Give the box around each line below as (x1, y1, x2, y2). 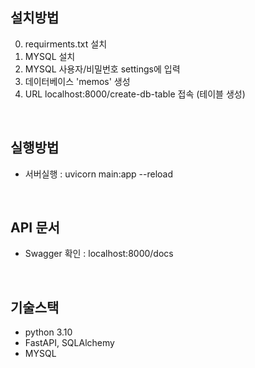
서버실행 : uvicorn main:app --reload (24, 168, 174, 180)
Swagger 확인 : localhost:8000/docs (24, 248, 174, 260)
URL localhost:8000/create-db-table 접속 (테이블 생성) (24, 88, 246, 100)
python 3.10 (24, 326, 73, 338)
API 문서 (10, 219, 60, 237)
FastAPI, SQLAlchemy (24, 337, 115, 349)
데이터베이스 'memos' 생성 (24, 75, 131, 87)
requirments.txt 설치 (24, 38, 108, 50)
